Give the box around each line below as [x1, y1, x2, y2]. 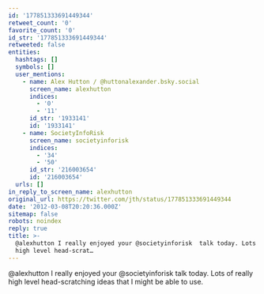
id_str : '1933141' [28, 115, 90, 122]
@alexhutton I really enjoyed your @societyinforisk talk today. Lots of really [8, 268, 254, 277]
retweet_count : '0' [8, 19, 73, 27]
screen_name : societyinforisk [28, 136, 129, 145]
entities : [8, 48, 41, 56]
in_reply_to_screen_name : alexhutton [8, 187, 133, 196]
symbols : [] [15, 63, 55, 71]
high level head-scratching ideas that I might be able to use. [8, 277, 204, 286]
